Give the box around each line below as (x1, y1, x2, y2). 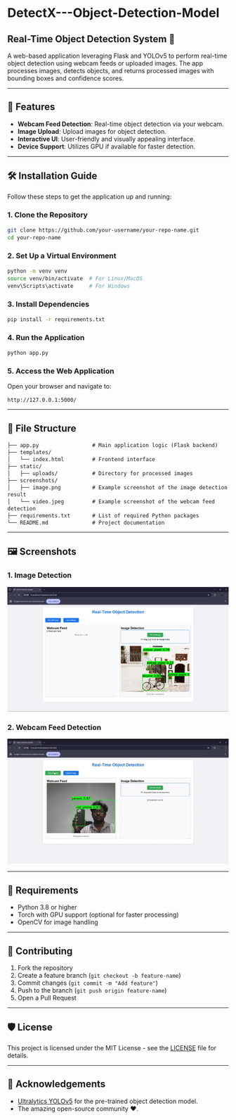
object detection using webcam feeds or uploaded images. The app (7, 59, 204, 68)
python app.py (7, 350, 49, 357)
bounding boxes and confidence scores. (7, 74, 124, 82)
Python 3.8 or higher (17, 903, 77, 912)
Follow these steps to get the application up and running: (7, 192, 172, 201)
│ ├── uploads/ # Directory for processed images (7, 470, 193, 477)
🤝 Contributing (7, 945, 73, 957)
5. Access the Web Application (7, 366, 114, 376)
